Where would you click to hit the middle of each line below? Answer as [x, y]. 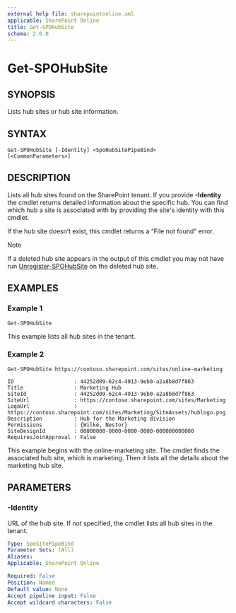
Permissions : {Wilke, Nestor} [68, 425]
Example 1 [25, 308]
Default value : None [38, 589]
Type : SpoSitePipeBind [41, 544]
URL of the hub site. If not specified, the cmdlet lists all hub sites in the [110, 523]
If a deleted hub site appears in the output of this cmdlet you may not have [116, 258]
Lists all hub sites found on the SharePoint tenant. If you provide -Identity [114, 194]
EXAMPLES [33, 288]
